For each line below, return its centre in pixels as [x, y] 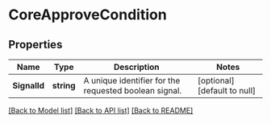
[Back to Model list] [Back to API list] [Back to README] [101, 111]
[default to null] [227, 90]
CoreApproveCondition [88, 15]
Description [136, 67]
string [64, 86]
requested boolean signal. [133, 90]
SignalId [29, 86]
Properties [35, 45]
